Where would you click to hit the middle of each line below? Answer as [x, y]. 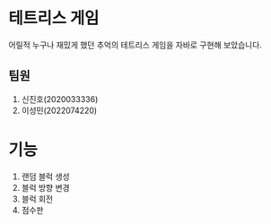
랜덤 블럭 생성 [45, 177]
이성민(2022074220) [59, 110]
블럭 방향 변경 [45, 187]
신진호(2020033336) [60, 99]
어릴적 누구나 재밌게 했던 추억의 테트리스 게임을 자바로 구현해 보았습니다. [135, 45]
